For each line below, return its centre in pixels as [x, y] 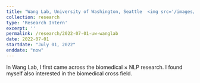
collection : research [33, 17]
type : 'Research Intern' [37, 23]
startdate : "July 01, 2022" [41, 45]
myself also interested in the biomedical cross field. [69, 73]
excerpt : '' [21, 28]
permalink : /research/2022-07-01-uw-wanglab [62, 34]
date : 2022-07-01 [28, 39]
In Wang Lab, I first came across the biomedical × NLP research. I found [94, 67]
